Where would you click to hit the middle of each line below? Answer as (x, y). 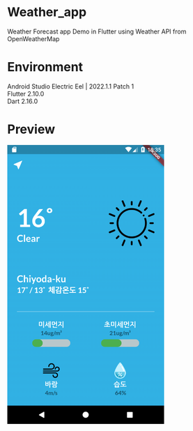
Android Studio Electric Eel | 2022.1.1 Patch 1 (71, 86)
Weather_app (47, 12)
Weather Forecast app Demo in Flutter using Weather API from (97, 31)
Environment (45, 67)
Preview (31, 129)
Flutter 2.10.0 (26, 93)
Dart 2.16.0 (23, 101)
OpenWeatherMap (33, 38)
